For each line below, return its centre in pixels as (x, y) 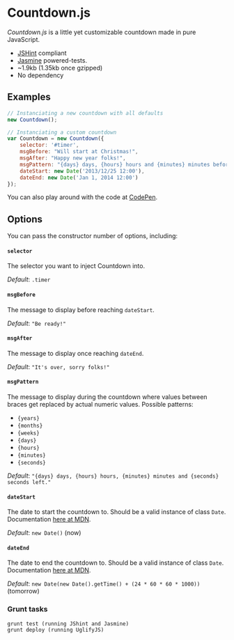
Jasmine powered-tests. (52, 60)
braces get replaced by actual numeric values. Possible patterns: (100, 404)
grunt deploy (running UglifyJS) (56, 630)
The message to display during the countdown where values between (107, 397)
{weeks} (28, 433)
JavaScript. (24, 39)
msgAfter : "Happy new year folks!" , (73, 158)
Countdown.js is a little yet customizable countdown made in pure (102, 32)
